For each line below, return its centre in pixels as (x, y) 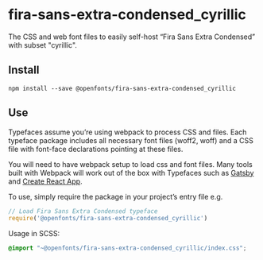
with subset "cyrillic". (43, 45)
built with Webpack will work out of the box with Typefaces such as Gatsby (131, 173)
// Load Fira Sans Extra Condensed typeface (83, 211)
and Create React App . (45, 181)
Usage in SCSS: (34, 234)
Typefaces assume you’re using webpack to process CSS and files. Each (128, 132)
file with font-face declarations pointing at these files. (96, 149)
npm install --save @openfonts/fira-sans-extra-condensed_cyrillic (122, 88)
